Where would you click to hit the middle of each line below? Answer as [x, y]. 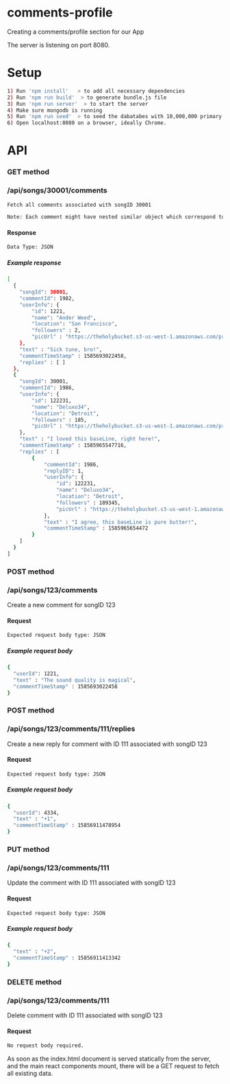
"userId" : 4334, [36, 813]
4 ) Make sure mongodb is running [55, 110]
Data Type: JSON [30, 247]
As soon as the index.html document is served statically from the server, [109, 1059]
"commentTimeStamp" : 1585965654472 [96, 528]
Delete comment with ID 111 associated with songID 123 [85, 1015]
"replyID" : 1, [64, 471]
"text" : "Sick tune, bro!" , [61, 349]
